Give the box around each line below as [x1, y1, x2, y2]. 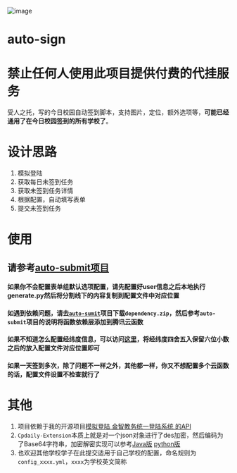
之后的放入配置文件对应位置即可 [7, 344, 100, 352]
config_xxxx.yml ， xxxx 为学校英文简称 [17, 457, 127, 465]
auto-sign [7, 32, 66, 47]
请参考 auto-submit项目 [7, 262, 110, 274]
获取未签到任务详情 [17, 187, 74, 195]
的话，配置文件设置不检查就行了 [7, 370, 100, 379]
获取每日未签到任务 [17, 178, 74, 186]
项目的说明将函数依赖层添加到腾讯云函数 [25, 317, 143, 326]
